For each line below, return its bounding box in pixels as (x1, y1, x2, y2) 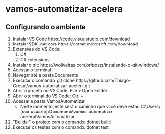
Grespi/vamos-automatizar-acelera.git (12, 83, 90, 89)
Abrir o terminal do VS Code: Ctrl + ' (12, 93, 86, 99)
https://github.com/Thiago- (76, 77, 131, 83)
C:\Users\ (140, 104, 160, 109)
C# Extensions (20, 57, 50, 62)
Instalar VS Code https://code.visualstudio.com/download (12, 36, 130, 42)
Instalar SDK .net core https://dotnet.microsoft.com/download (12, 41, 138, 47)
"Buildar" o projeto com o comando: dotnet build (12, 119, 111, 125)
